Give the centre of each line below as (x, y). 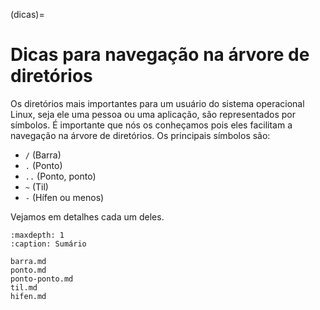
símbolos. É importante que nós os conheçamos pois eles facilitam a (151, 125)
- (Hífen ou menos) (64, 197)
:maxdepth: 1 (37, 235)
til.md (24, 287)
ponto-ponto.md (42, 279)
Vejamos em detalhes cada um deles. (87, 216)
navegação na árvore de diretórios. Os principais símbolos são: (140, 135)
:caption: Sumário (48, 244)
